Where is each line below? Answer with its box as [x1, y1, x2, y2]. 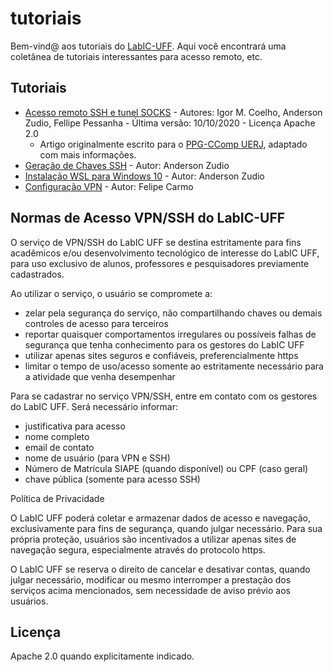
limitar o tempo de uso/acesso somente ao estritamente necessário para [24, 360, 324, 372]
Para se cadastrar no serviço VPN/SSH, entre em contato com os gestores [10, 390, 318, 402]
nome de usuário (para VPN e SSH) [24, 452, 171, 464]
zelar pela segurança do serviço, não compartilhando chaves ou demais [24, 307, 323, 319]
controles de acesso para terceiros [24, 317, 169, 329]
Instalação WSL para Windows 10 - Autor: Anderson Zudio [24, 170, 265, 182]
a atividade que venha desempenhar [24, 370, 176, 382]
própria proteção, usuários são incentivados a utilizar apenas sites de [10, 533, 297, 545]
